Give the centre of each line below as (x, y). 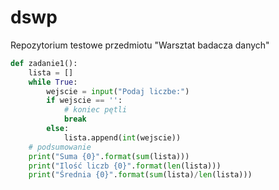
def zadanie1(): (44, 63)
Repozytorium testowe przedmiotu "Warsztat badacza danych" (140, 45)
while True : (53, 82)
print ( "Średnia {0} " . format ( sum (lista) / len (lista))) (140, 175)
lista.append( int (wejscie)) (122, 137)
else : (58, 129)
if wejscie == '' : (84, 101)
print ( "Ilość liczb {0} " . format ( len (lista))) (125, 166)
